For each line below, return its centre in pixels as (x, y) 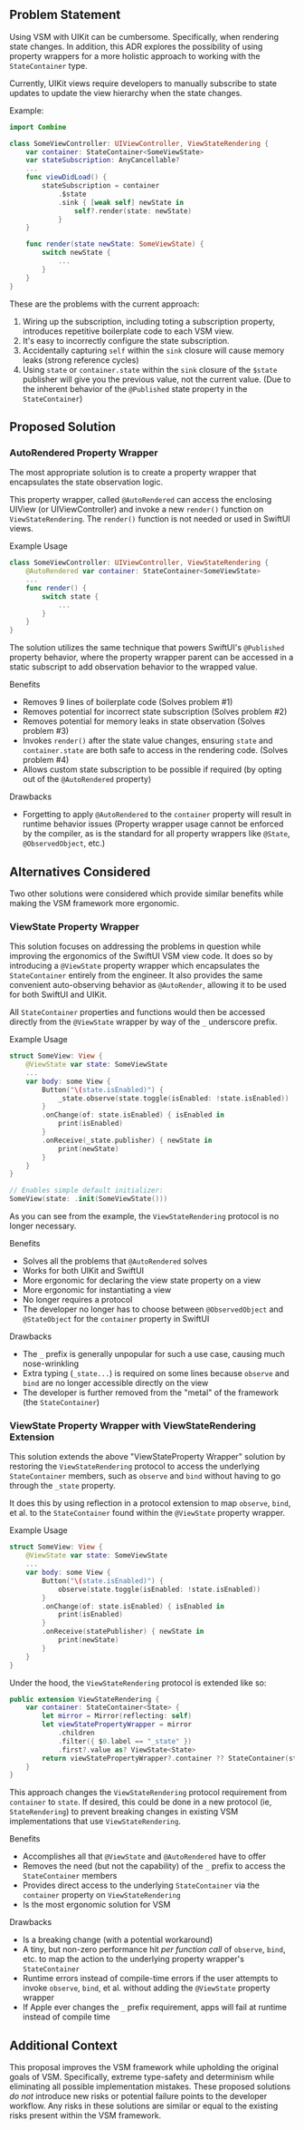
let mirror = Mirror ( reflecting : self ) (117, 1716)
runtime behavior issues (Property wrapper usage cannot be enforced (153, 824)
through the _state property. (62, 1486)
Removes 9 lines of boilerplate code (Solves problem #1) (128, 702)
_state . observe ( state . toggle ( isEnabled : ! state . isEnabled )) (173, 1098)
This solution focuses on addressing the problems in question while (135, 946)
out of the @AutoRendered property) (87, 779)
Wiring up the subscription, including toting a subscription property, (149, 321)
